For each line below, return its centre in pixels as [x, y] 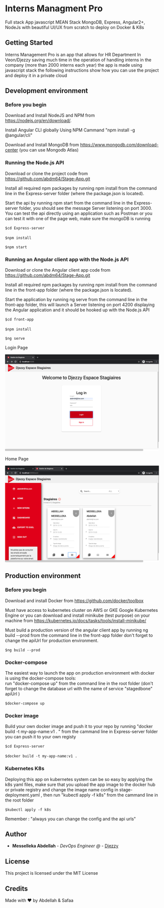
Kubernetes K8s [25, 769]
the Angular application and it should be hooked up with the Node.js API [77, 310]
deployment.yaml [22, 795]
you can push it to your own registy [41, 737]
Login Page [17, 348]
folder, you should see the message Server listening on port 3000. [86, 208]
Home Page [17, 459]
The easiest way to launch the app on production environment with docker [80, 673]
